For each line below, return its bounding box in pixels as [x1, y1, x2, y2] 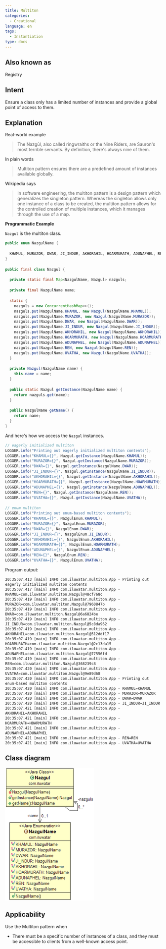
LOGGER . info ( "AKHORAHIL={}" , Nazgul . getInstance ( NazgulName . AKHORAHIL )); [5, 474, 161, 479]
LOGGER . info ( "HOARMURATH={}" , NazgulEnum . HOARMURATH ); [5, 542, 121, 547]
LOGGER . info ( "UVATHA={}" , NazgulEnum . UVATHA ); [5, 558, 103, 563]
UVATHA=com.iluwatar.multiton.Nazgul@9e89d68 [5, 671, 100, 676]
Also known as [5, 58, 51, 67]
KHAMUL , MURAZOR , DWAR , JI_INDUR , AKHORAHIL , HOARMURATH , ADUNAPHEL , [9, 251, 156, 256]
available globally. [17, 171, 54, 177]
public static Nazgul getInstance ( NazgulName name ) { [9, 387, 123, 392]
